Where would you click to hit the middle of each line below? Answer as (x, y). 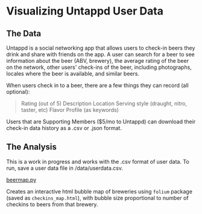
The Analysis (32, 147)
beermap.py (21, 180)
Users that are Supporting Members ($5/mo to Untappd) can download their (101, 122)
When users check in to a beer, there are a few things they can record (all (97, 85)
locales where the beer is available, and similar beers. (73, 73)
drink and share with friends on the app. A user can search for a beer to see (100, 54)
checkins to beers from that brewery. (52, 204)
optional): (18, 92)
